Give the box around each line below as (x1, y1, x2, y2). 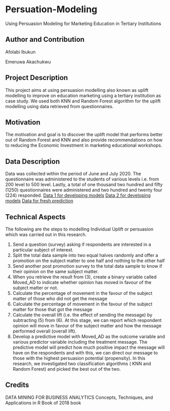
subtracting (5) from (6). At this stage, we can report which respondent (12, 317, 162, 323)
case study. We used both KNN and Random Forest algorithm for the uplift (5, 98, 161, 104)
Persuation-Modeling (5, 4, 98, 15)
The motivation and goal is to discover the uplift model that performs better (5, 132, 163, 138)
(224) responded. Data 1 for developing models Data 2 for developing (5, 192, 151, 198)
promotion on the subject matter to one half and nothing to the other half (12, 258, 165, 264)
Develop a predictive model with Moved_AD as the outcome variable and (12, 333, 165, 340)
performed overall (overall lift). (12, 328, 77, 334)
